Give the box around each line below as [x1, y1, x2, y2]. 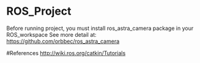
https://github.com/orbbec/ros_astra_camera [6, 37, 120, 45]
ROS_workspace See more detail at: [6, 31, 97, 38]
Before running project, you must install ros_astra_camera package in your [6, 24, 194, 32]
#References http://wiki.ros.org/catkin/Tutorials [6, 49, 126, 56]
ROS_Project [6, 4, 72, 18]
